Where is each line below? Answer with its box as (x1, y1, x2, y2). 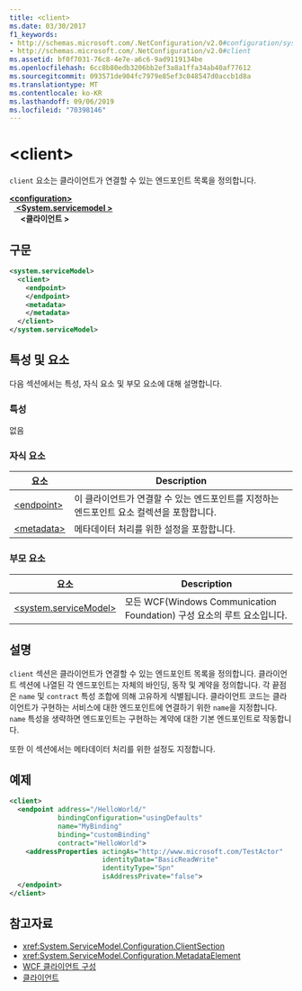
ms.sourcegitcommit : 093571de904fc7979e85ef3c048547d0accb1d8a (9, 72, 252, 81)
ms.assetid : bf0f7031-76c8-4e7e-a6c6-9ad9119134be (9, 55, 203, 64)
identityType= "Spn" (102, 864, 175, 873)
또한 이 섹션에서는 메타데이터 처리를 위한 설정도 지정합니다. (9, 743, 216, 754)
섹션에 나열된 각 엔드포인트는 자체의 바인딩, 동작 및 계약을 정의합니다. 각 (18, 679, 271, 690)
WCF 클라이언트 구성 (22, 960, 97, 971)
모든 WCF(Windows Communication (124, 596, 277, 608)
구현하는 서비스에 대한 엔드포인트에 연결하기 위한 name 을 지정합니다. (40, 702, 278, 713)
